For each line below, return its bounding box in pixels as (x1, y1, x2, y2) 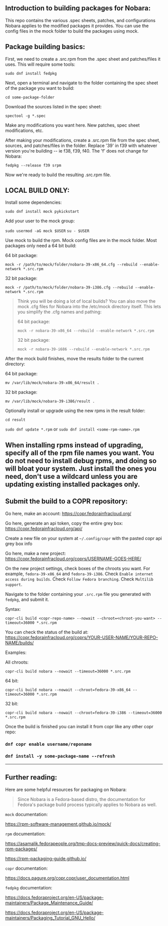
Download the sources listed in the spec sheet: (5, 103, 102, 109)
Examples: (5, 649, 26, 655)
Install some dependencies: (5, 199, 62, 205)
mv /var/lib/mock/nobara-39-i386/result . (5, 399, 95, 404)
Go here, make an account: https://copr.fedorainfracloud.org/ (5, 510, 131, 516)
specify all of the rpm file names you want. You (5, 449, 154, 457)
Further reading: (5, 773, 57, 782)
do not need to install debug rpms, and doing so (5, 456, 156, 465)
